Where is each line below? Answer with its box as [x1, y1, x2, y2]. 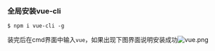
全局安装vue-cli [7, 6, 61, 15]
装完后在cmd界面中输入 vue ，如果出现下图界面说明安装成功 [7, 36, 178, 44]
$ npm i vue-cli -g [7, 22, 65, 29]
